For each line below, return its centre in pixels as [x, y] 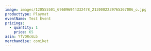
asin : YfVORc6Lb [21, 37]
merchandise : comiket [27, 41]
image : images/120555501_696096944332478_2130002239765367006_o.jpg [76, 9]
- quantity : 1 [24, 28]
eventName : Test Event [28, 18]
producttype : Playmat [27, 14]
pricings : [15, 23]
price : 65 [24, 32]
